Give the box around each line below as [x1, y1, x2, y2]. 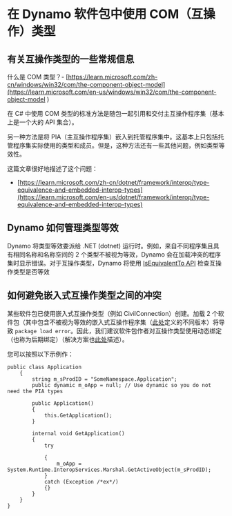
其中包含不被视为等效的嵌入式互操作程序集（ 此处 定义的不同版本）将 [25, 318, 219, 326]
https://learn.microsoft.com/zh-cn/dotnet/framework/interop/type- [19, 179, 210, 186]
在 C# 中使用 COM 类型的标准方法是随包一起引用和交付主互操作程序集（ [7, 110, 213, 117]
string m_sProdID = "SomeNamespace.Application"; [32, 375, 177, 383]
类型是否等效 [12, 267, 50, 276]
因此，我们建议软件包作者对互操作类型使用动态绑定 [76, 326, 222, 335]
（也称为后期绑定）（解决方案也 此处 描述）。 [7, 335, 128, 344]
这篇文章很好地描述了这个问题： [7, 165, 98, 172]
